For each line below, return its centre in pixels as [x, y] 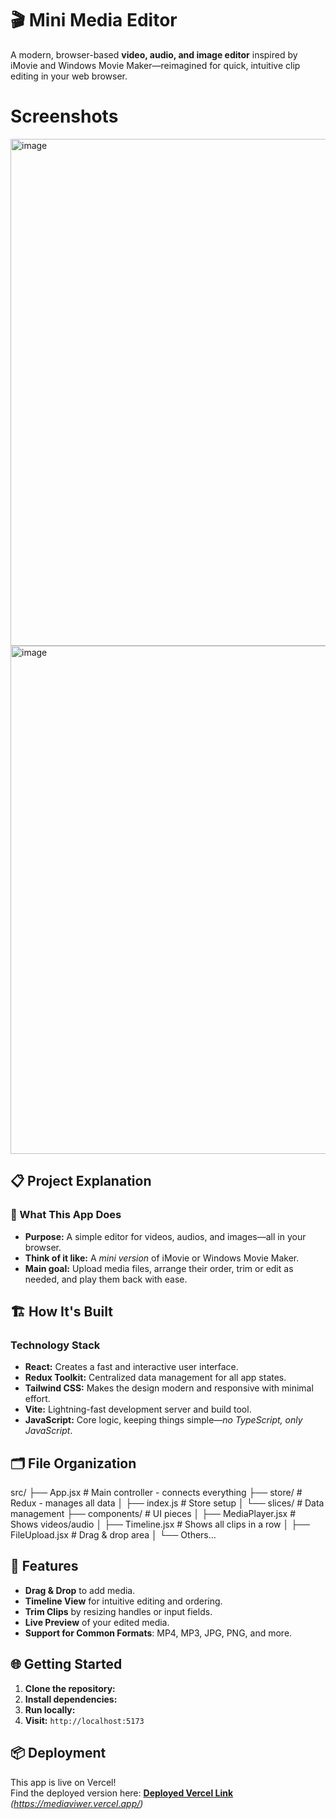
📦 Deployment [58, 1753]
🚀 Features [44, 1566]
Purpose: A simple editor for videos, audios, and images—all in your [165, 1236]
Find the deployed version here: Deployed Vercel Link [122, 1793]
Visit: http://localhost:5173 [84, 1720]
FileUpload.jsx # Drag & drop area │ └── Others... [113, 1535]
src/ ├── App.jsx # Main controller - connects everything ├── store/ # [156, 1493]
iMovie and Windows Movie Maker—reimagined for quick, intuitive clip [155, 65]
